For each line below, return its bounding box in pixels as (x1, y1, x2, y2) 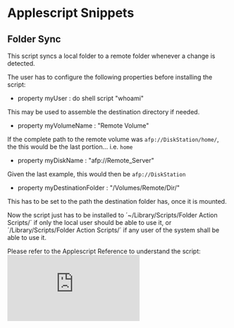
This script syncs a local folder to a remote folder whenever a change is (7, 51, 216, 60)
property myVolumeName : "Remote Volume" (17, 121, 149, 130)
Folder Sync (7, 33, 61, 45)
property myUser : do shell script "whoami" (17, 94, 144, 102)
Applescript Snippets (7, 5, 135, 21)
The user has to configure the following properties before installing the (7, 73, 213, 81)
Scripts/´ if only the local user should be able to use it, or (7, 219, 172, 226)
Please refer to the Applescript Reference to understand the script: (7, 247, 201, 255)
